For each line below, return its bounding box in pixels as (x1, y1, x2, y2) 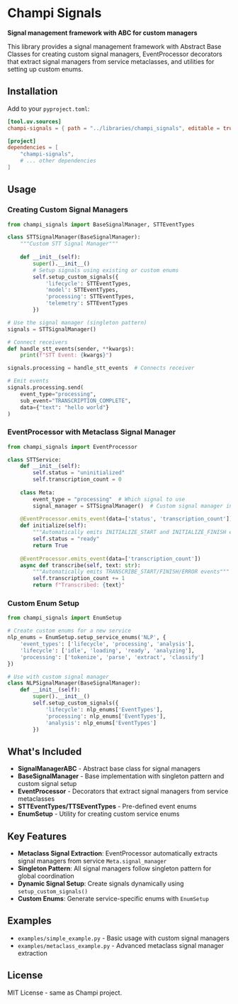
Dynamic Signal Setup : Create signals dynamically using (17, 879, 184, 888)
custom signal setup (17, 780, 77, 788)
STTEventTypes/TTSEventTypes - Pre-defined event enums (17, 802, 197, 811)
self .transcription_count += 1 (33, 575, 125, 582)
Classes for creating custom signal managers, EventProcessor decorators (7, 50, 222, 58)
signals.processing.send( (7, 384, 84, 391)
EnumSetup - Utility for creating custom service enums (17, 809, 180, 818)
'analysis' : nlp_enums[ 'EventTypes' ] (45, 719, 157, 726)
